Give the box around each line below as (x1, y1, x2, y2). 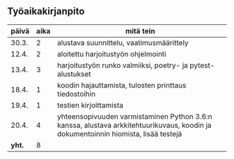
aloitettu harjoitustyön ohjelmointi (56, 49, 166, 58)
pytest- (189, 60, 215, 70)
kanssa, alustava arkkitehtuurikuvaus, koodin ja (56, 120, 212, 130)
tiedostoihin (56, 89, 96, 99)
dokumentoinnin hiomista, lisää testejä (56, 128, 182, 138)
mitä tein (125, 26, 155, 35)
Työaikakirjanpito (7, 6, 85, 17)
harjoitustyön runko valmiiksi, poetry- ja (56, 60, 188, 70)
